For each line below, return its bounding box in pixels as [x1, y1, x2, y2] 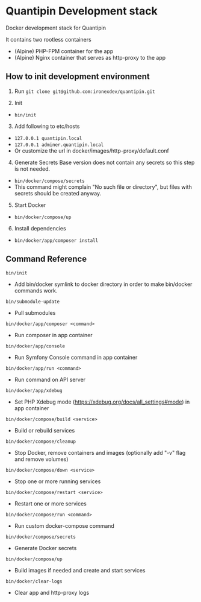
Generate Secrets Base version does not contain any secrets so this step [14, 159, 195, 166]
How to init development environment [5, 71, 150, 82]
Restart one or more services [14, 499, 87, 507]
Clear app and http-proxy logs [14, 589, 90, 596]
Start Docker [14, 201, 46, 209]
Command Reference [5, 254, 87, 264]
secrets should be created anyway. [14, 189, 102, 197]
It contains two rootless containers [5, 36, 91, 43]
